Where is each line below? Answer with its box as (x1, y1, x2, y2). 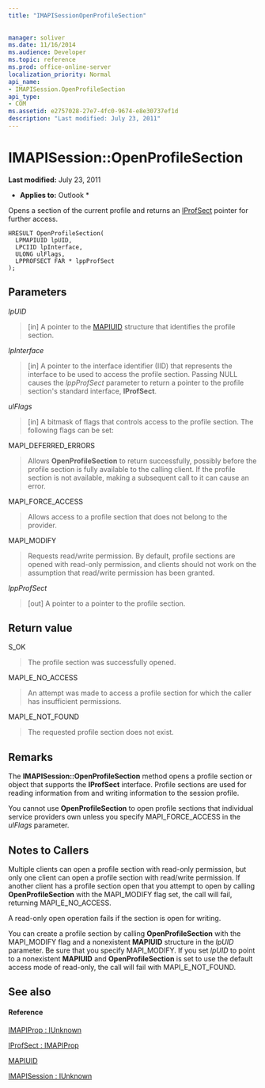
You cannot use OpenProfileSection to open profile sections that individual (8, 804, 254, 813)
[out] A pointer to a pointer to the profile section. (27, 599, 186, 608)
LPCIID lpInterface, (15, 243, 83, 251)
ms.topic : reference (8, 56, 77, 64)
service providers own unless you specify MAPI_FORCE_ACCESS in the (8, 812, 241, 822)
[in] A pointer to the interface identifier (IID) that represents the (27, 361, 233, 371)
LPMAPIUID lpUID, (15, 236, 73, 244)
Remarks (8, 750, 54, 764)
